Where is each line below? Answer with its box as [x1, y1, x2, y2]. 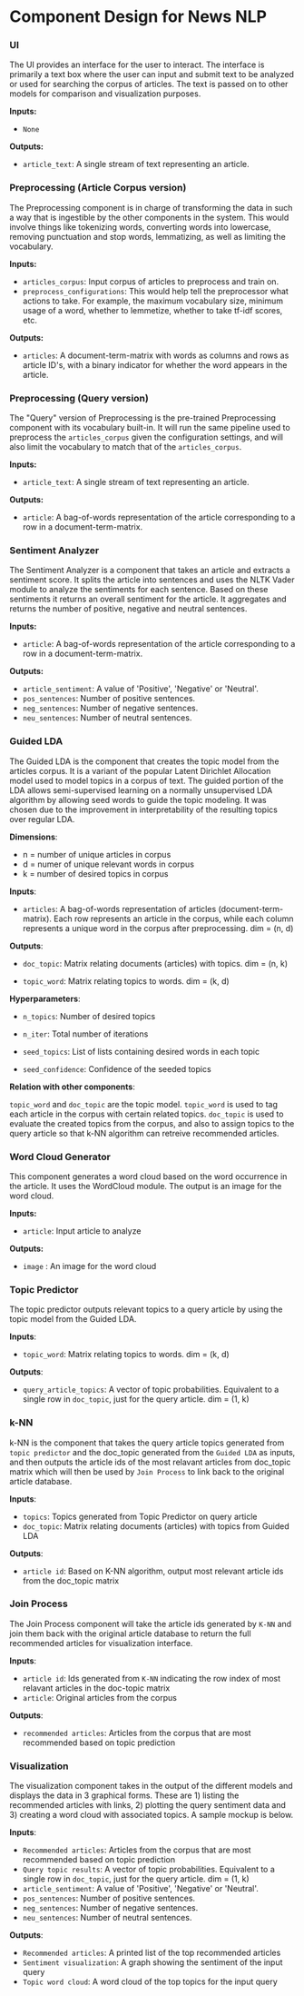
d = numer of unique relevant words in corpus [22, 859, 195, 869]
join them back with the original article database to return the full [9, 1628, 251, 1639]
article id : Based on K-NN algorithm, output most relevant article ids [22, 1565, 284, 1576]
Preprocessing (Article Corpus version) [9, 182, 187, 194]
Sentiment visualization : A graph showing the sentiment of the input [22, 1957, 283, 1968]
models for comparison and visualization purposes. [9, 88, 201, 99]
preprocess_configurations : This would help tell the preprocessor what [22, 285, 289, 296]
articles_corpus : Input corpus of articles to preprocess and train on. [22, 275, 279, 287]
